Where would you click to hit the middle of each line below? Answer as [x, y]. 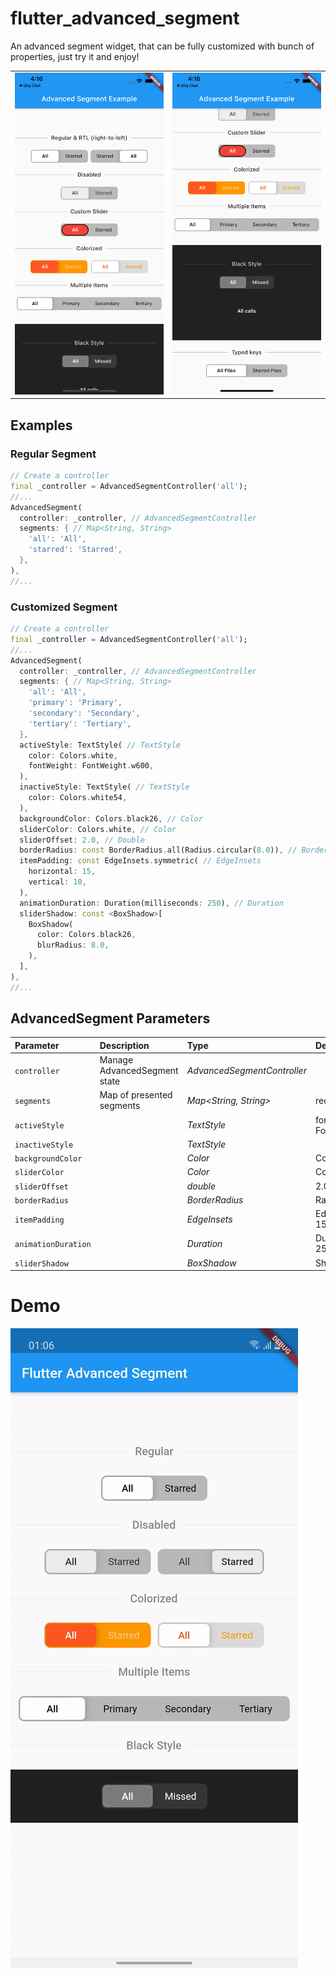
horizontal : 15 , [62, 872]
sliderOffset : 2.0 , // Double [82, 840]
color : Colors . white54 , [78, 798]
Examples [41, 425]
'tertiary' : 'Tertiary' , [80, 723]
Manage [116, 1060]
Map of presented [136, 1095]
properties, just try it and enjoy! [75, 56]
